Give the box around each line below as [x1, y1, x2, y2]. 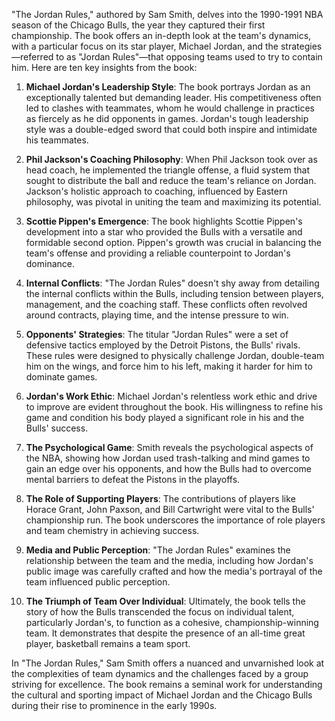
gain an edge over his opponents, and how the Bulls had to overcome [25, 463, 312, 474]
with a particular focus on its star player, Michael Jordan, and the [11, 40, 279, 52]
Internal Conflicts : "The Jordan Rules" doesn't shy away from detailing [25, 277, 320, 289]
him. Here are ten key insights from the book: [11, 62, 198, 73]
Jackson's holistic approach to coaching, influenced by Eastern [25, 185, 288, 197]
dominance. [25, 258, 76, 269]
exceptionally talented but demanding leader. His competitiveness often [25, 92, 322, 103]
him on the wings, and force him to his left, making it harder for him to [25, 360, 313, 372]
